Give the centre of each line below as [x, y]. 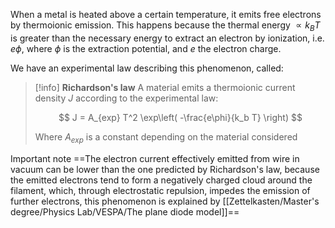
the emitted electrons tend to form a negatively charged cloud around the [161, 180]
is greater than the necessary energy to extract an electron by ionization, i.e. [167, 38]
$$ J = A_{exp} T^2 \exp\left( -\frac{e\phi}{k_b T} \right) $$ [180, 117]
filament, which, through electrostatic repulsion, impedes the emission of [160, 190]
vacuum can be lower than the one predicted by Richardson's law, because [165, 169]
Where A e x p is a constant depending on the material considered [166, 137]
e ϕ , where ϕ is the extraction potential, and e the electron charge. [146, 48]
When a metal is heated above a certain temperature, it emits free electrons [166, 14]
